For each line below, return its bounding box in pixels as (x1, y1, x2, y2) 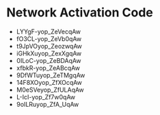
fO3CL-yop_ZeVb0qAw (16, 34, 82, 42)
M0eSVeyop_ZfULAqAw (16, 86, 84, 94)
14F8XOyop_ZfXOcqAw (16, 78, 83, 86)
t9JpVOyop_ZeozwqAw (16, 42, 83, 50)
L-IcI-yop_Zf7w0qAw (16, 92, 76, 101)
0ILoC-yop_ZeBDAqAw (16, 56, 81, 64)
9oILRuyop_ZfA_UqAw (16, 100, 79, 108)
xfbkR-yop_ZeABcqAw (16, 64, 80, 72)
